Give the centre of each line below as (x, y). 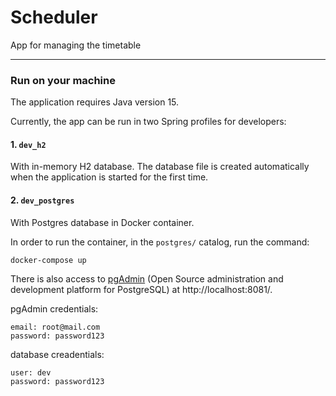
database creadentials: (57, 354)
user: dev (31, 372)
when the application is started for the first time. (109, 177)
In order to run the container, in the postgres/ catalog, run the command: (160, 242)
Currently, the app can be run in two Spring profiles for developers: (148, 122)
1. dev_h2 (28, 144)
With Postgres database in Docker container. (102, 222)
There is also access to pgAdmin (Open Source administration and (147, 278)
